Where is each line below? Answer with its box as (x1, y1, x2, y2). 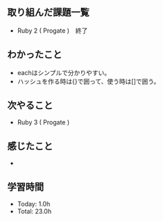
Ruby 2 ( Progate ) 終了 (17, 26, 88, 35)
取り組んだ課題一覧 (7, 6, 89, 19)
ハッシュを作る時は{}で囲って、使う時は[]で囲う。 (17, 77, 160, 85)
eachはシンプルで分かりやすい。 (17, 68, 111, 76)
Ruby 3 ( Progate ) (17, 118, 70, 126)
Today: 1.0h (17, 200, 51, 208)
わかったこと (7, 49, 62, 60)
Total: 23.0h (17, 207, 52, 215)
